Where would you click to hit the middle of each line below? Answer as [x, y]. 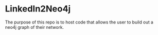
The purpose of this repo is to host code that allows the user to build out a [79, 22]
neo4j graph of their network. [35, 27]
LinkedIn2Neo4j [38, 9]
